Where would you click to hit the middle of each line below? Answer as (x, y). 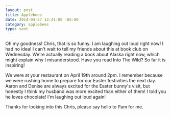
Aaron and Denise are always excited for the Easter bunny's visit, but (78, 86)
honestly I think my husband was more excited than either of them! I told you (86, 91)
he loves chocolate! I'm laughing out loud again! (56, 97)
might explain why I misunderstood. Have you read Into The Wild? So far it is (86, 60)
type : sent (17, 29)
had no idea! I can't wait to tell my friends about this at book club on (77, 49)
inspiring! (15, 65)
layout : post (19, 10)
